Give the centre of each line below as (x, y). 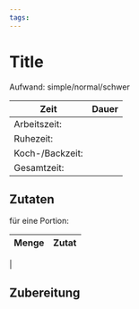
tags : (19, 17)
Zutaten (32, 199)
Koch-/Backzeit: (48, 153)
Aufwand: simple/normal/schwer (69, 87)
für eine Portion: (39, 221)
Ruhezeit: (34, 138)
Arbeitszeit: (38, 124)
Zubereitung (45, 292)
